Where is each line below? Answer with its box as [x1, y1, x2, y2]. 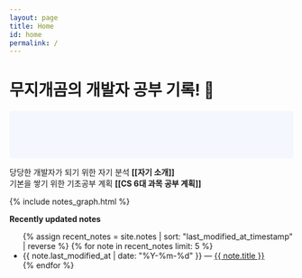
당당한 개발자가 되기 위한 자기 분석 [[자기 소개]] [9, 167, 175, 178]
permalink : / [9, 38, 59, 48]
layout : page [9, 13, 59, 23]
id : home [9, 30, 42, 39]
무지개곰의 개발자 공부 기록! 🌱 [9, 80, 215, 100]
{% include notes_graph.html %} [9, 196, 131, 208]
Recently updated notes [9, 214, 101, 225]
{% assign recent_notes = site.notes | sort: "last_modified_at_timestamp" [22, 231, 293, 242]
